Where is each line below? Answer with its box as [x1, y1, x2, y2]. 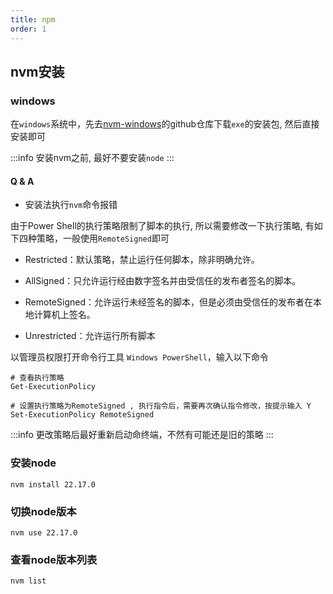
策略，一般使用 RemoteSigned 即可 [36, 232, 170, 245]
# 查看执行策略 [10, 373, 65, 383]
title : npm [10, 14, 56, 25]
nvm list [10, 576, 47, 586]
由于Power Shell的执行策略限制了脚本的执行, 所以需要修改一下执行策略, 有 [10, 220, 315, 232]
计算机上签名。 [33, 309, 96, 321]
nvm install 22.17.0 [10, 479, 97, 490]
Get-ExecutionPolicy [10, 382, 97, 392]
